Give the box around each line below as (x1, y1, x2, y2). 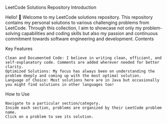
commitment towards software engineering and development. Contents (5, 36, 154, 42)
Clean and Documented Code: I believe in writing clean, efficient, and (5, 55, 162, 60)
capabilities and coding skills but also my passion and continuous (21, 30, 158, 36)
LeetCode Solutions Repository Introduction (5, 5, 97, 10)
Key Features (5, 46, 33, 51)
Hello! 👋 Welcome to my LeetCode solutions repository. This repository (5, 14, 153, 20)
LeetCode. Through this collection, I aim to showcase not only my (5, 25, 142, 31)
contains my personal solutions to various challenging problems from (5, 20, 149, 25)
